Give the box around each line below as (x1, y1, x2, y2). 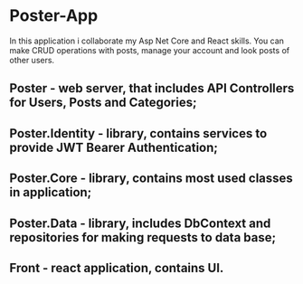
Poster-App (9, 5, 99, 26)
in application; (9, 185, 92, 200)
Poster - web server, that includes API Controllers (9, 80, 295, 96)
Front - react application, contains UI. (9, 260, 224, 276)
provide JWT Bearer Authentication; (9, 139, 219, 155)
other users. (9, 54, 55, 65)
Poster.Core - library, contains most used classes (9, 171, 294, 186)
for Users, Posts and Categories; (9, 95, 197, 110)
